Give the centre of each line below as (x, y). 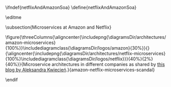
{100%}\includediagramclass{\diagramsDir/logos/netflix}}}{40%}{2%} (79, 59)
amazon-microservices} (31, 42)
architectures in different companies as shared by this (108, 64)
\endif (11, 80)
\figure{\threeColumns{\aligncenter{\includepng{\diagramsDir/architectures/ (86, 37)
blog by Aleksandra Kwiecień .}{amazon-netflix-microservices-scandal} (80, 70)
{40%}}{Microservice (28, 64)
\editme (14, 17)
